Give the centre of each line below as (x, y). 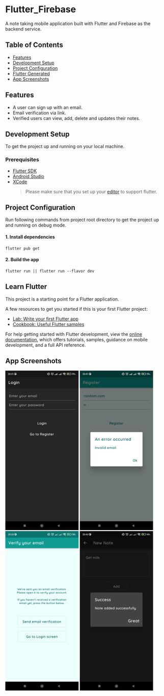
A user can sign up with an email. (47, 107)
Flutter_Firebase (41, 9)
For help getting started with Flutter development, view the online (74, 334)
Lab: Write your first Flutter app (46, 319)
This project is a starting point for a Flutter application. (62, 299)
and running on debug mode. (36, 225)
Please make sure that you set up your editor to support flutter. (91, 191)
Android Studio (28, 176)
